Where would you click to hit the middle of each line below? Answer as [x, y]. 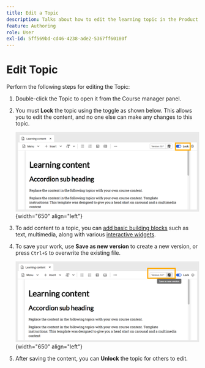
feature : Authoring [31, 26]
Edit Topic [32, 70]
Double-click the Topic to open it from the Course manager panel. [98, 99]
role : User [20, 32]
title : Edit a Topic [33, 13]
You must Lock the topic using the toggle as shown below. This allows [104, 111]
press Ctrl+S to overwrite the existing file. [68, 253]
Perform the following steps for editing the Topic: [68, 87]
